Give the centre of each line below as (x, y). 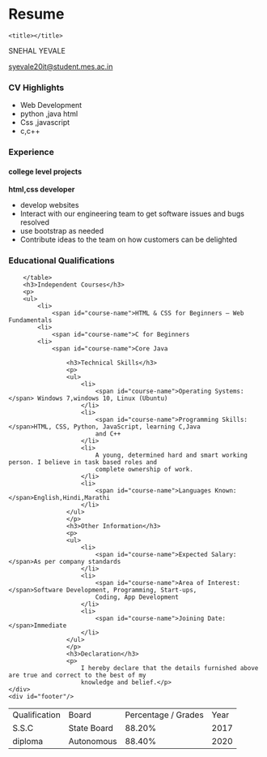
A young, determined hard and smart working (172, 455)
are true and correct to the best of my (78, 675)
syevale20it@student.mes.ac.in (61, 67)
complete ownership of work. (144, 469)
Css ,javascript (45, 123)
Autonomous (93, 741)
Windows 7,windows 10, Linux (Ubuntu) (103, 398)
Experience (31, 153)
